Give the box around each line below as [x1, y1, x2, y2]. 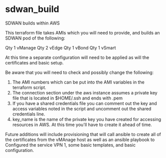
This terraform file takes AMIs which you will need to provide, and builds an [5, 29, 160, 35]
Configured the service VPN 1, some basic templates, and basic [5, 141, 136, 148]
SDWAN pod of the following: [5, 35, 66, 41]
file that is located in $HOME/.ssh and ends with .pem [12, 95, 123, 101]
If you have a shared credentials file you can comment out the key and [12, 100, 157, 106]
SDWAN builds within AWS [5, 20, 60, 26]
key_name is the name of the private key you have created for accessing [12, 116, 162, 122]
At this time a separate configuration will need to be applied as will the [5, 54, 150, 60]
